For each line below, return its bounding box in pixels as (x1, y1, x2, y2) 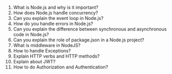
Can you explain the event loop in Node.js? (13, 15, 104, 21)
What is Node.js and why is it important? (13, 5, 99, 10)
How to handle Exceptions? (13, 48, 71, 54)
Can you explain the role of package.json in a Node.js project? (13, 37, 145, 43)
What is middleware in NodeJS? (13, 42, 81, 48)
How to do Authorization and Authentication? (13, 64, 109, 70)
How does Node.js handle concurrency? (13, 10, 98, 16)
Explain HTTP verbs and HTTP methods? (13, 53, 100, 59)
